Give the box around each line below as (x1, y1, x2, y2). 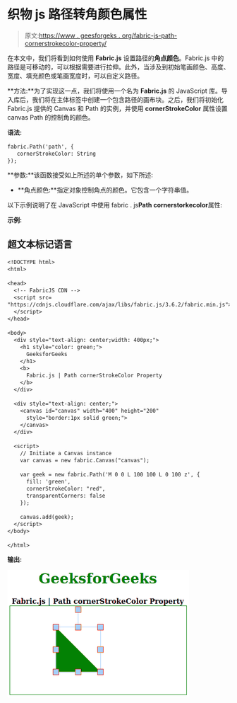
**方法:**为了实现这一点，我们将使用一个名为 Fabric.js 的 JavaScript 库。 (7, 86, 222, 95)
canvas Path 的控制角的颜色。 (7, 113, 95, 121)
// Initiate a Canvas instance (20, 450, 112, 457)
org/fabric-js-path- (121, 31, 178, 40)
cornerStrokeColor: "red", (25, 485, 106, 492)
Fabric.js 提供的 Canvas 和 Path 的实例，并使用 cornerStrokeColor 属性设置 (7, 104, 228, 113)
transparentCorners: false (25, 492, 106, 499)
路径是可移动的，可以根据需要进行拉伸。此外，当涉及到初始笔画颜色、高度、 (7, 62, 230, 71)
